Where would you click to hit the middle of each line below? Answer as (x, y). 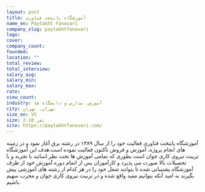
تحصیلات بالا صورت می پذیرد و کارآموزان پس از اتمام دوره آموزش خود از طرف (96, 163)
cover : (15, 40)
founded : (17, 52)
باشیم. (14, 182)
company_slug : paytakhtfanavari (47, 29)
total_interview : (28, 69)
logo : (13, 35)
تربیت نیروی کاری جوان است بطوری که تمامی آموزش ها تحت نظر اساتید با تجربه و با (102, 156)
